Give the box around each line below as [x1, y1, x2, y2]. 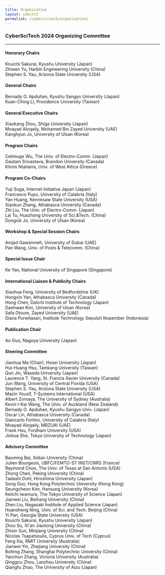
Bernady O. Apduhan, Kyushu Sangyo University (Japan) [5, 94, 120, 100]
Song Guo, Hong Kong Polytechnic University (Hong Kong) [5, 481, 124, 487]
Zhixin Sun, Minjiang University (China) [5, 527, 84, 533]
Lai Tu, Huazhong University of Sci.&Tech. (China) [5, 212, 107, 218]
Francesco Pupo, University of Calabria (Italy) [5, 191, 97, 197]
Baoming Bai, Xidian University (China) [5, 455, 83, 461]
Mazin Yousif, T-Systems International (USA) [5, 391, 95, 397]
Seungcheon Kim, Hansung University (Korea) [5, 486, 98, 492]
